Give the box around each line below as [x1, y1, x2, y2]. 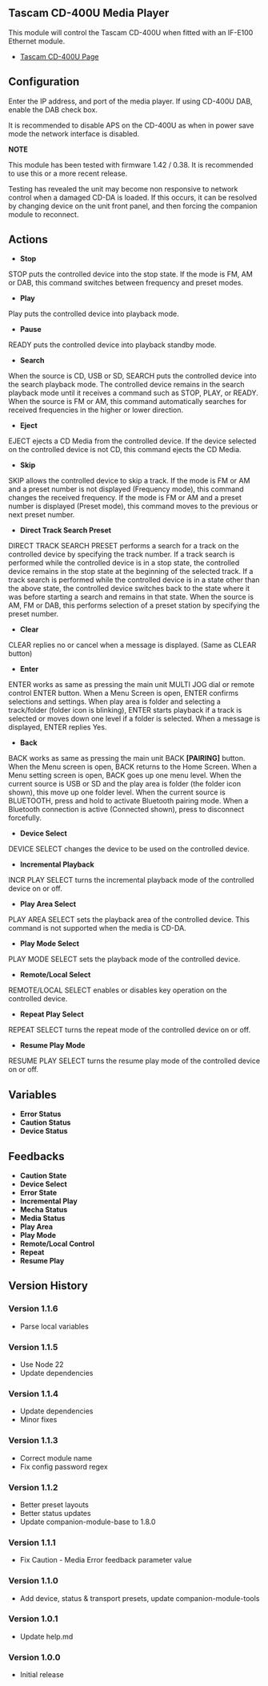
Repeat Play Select [19, 1009, 84, 1019]
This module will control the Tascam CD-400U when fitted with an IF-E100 [8, 27, 254, 37]
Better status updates [19, 1508, 91, 1518]
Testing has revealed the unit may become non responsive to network [8, 184, 238, 193]
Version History [8, 1279, 88, 1293]
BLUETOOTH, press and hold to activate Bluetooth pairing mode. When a [8, 796, 249, 806]
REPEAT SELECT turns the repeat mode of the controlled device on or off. [8, 1025, 250, 1035]
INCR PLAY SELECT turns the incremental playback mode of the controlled [8, 875, 254, 885]
